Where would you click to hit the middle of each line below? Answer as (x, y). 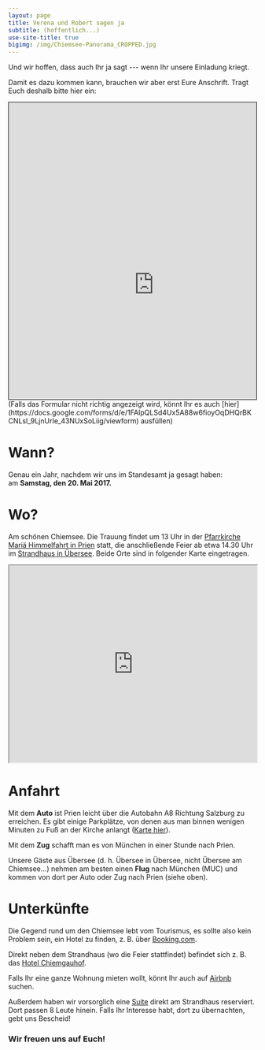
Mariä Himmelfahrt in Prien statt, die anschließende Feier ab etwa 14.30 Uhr (131, 545)
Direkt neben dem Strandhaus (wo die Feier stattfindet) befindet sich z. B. (127, 954)
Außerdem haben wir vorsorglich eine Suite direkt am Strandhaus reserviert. (132, 1001)
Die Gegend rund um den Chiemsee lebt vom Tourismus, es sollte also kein (130, 930)
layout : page (29, 15)
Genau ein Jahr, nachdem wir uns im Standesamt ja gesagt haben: (116, 475)
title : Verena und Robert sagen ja (66, 23)
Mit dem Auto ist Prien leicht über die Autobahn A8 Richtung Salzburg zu (127, 813)
